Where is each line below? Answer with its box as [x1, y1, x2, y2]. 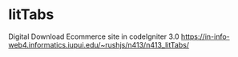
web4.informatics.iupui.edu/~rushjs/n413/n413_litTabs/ [8, 40, 190, 49]
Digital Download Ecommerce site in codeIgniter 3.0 [8, 32, 180, 41]
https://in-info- [180, 32, 230, 41]
